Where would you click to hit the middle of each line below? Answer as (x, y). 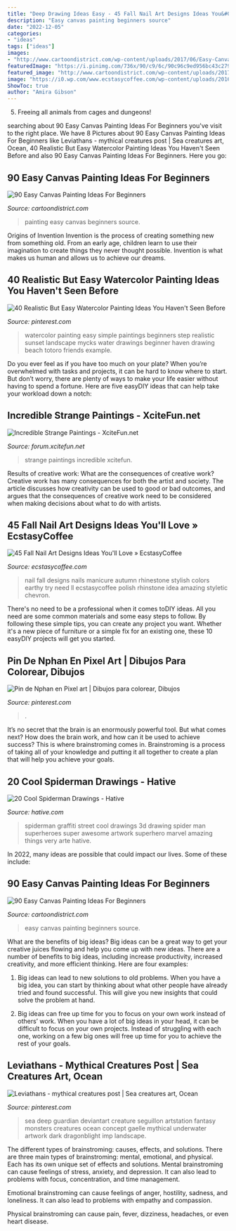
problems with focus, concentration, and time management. (94, 1179)
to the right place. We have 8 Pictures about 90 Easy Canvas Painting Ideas (116, 133)
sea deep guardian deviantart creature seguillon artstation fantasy (120, 1121)
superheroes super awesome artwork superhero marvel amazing (118, 833)
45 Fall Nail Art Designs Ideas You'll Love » (103, 525)
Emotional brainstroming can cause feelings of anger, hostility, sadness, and (118, 1192)
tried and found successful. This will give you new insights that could (117, 992)
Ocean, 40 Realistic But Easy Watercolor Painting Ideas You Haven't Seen (113, 148)
